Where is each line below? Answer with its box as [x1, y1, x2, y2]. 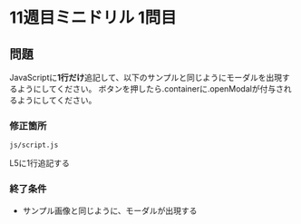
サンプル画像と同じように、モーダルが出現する [22, 205, 198, 216]
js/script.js [9, 141, 59, 150]
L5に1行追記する [9, 158, 70, 169]
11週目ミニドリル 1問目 [9, 7, 177, 28]
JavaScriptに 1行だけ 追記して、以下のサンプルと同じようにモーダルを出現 [9, 73, 283, 83]
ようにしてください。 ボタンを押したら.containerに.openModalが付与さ [16, 83, 284, 94]
